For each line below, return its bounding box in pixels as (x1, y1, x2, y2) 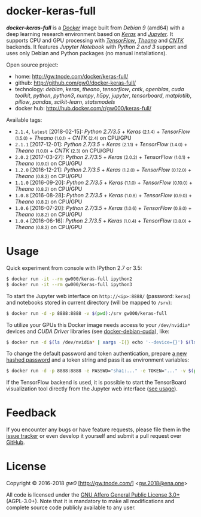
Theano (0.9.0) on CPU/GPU (14, 160, 83, 167)
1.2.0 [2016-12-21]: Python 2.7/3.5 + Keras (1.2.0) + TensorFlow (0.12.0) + (14, 166, 192, 173)
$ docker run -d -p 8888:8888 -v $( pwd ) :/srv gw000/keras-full (6, 310, 167, 316)
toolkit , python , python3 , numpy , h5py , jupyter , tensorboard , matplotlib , (14, 92, 192, 99)
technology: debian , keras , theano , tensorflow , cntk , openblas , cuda (14, 85, 184, 92)
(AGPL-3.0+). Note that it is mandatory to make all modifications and (6, 498, 175, 505)
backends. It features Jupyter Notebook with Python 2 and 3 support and (6, 43, 187, 50)
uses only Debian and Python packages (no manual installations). (6, 49, 167, 56)
